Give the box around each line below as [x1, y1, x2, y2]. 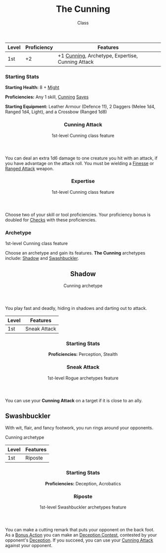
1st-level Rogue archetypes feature [47, 375, 119, 381]
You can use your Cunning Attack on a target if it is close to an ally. [5, 397, 143, 403]
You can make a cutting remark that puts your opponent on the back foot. [5, 526, 155, 532]
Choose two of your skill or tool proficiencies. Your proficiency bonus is [5, 212, 151, 217]
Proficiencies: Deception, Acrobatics [45, 480, 121, 486]
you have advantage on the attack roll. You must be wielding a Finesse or [5, 160, 154, 166]
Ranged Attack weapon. [5, 166, 54, 171]
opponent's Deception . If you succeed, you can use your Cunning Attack [5, 537, 154, 543]
